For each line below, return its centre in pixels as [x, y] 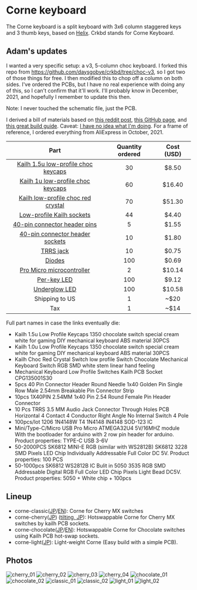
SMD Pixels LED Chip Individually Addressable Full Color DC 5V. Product [102, 453]
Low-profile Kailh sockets [55, 214]
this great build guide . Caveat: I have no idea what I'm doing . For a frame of [97, 126]
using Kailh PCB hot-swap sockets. [57, 536]
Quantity [129, 147]
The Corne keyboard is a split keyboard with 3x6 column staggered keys [94, 26]
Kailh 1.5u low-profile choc [55, 164]
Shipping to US [55, 299]
